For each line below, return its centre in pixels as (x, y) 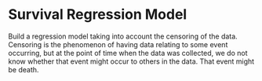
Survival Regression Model (98, 15)
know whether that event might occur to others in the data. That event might (131, 61)
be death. (24, 69)
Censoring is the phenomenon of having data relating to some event (118, 44)
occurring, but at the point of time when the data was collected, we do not (128, 53)
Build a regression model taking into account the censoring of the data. (123, 36)
